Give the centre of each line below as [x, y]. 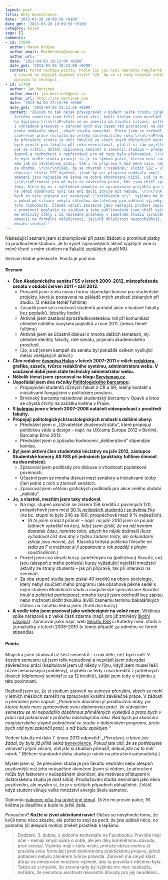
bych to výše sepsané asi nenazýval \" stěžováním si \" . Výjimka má [86, 196]
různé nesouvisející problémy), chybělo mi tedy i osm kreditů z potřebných [82, 671]
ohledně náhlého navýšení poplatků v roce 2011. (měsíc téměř [83, 324]
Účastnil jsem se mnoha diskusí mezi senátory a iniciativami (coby [88, 478]
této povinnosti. [21, 681]
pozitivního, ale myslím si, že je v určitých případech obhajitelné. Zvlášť [78, 785]
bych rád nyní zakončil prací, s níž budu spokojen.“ [58, 728]
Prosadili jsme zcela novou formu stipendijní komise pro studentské [89, 292]
